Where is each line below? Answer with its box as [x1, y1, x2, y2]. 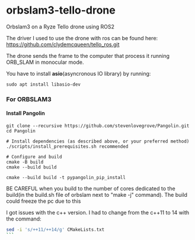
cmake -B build [6, 159, 44, 166]
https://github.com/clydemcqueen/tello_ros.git [6, 41, 120, 48]
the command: [6, 215, 41, 222]
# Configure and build [6, 154, 62, 160]
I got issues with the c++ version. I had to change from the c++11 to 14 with [6, 209, 190, 216]
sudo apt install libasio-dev [6, 81, 81, 87]
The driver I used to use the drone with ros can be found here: [6, 34, 158, 41]
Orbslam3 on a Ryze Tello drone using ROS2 [6, 23, 114, 30]
